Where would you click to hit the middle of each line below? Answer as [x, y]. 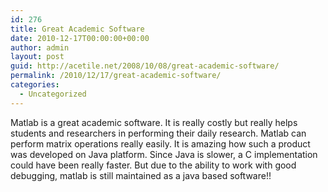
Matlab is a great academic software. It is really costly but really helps [154, 122]
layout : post [37, 57]
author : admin [40, 47]
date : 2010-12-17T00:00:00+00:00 [80, 38]
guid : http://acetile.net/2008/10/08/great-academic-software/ [145, 66]
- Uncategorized [53, 94]
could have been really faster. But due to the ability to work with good [153, 165]
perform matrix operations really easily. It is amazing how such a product [160, 143]
